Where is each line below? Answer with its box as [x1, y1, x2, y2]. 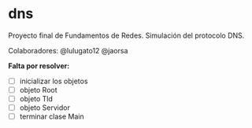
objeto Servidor [19, 103, 71, 112]
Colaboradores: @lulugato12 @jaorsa [8, 46, 128, 55]
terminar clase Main [19, 112, 84, 122]
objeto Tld [19, 94, 54, 104]
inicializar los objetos [19, 76, 88, 86]
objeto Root [19, 86, 57, 94]
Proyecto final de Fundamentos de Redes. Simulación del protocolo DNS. [8, 31, 245, 40]
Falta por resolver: [8, 60, 70, 71]
